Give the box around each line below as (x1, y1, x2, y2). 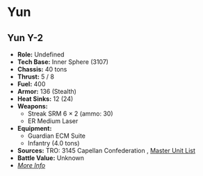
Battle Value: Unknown (17, 154, 85, 162)
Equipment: (17, 125, 52, 132)
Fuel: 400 (17, 80, 46, 88)
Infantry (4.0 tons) (27, 139, 80, 147)
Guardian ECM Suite (27, 131, 86, 140)
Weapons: (17, 102, 48, 110)
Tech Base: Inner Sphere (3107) (17, 58, 109, 66)
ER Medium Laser (27, 117, 79, 125)
